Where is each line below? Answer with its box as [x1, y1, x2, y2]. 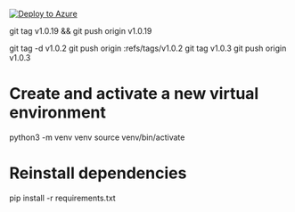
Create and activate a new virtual [9, 84, 259, 104]
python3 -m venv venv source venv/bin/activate [9, 132, 185, 143]
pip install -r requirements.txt [9, 192, 116, 203]
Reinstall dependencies [9, 163, 187, 183]
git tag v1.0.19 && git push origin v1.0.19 [9, 26, 152, 36]
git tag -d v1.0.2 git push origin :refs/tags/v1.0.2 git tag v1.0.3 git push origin [9, 43, 287, 53]
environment [9, 102, 107, 123]
